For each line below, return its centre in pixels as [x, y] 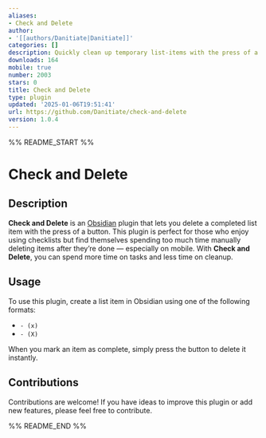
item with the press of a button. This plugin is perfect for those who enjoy [129, 231]
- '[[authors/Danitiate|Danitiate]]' [71, 38]
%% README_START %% [51, 142]
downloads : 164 [33, 61]
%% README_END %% [48, 426]
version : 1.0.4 [33, 120]
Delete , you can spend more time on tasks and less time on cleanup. [121, 257]
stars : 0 [23, 82]
